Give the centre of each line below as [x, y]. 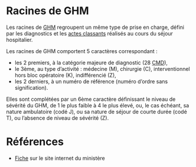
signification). [31, 87]
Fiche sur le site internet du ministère [60, 158]
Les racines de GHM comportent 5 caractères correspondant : [82, 51]
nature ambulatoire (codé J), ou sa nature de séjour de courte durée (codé [97, 112]
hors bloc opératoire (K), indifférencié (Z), [65, 75]
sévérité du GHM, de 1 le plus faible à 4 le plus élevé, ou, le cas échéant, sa [98, 105]
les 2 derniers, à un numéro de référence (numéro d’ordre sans [91, 81]
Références [35, 142]
